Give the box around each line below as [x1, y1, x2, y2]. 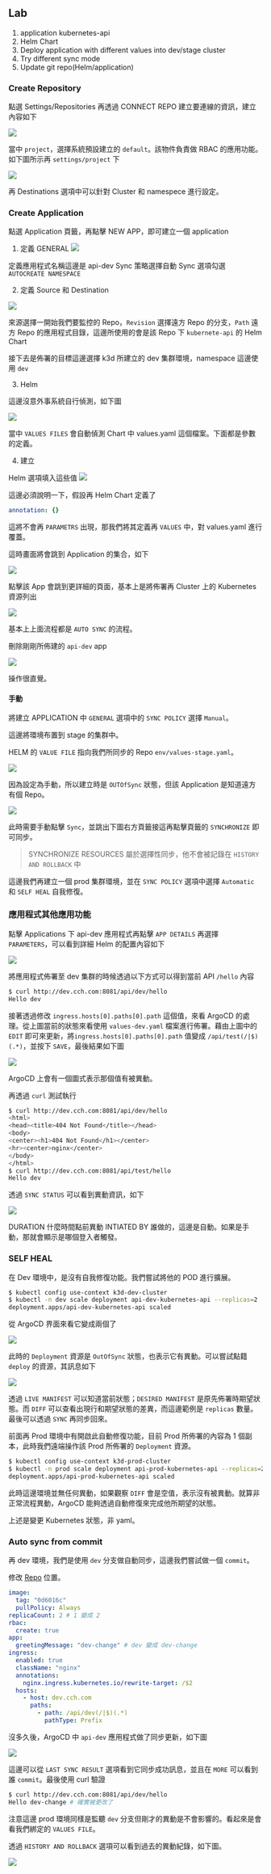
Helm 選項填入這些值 [8, 473, 78, 483]
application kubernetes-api [19, 27, 110, 37]
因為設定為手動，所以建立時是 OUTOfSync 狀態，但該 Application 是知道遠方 [8, 780, 256, 790]
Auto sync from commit [8, 1535, 103, 1547]
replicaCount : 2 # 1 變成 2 [8, 1611, 101, 1619]
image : [8, 1589, 31, 1597]
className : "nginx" [15, 1664, 81, 1672]
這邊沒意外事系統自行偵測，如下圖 [8, 396, 122, 406]
